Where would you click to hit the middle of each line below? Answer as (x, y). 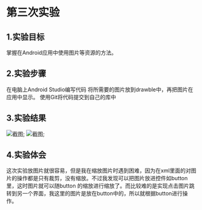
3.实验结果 (26, 118)
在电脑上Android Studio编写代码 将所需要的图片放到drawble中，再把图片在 (100, 89)
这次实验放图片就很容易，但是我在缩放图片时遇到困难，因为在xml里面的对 (99, 170)
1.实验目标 (26, 37)
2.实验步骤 (26, 74)
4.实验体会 (26, 155)
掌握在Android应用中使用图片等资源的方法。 (61, 53)
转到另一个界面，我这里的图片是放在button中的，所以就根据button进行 (95, 194)
